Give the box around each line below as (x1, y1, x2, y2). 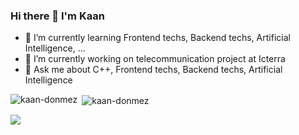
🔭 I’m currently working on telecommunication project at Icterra (24, 53, 286, 65)
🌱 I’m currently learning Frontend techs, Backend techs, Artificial (24, 32, 291, 44)
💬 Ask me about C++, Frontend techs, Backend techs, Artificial (24, 64, 283, 76)
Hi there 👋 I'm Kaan (10, 9, 105, 23)
